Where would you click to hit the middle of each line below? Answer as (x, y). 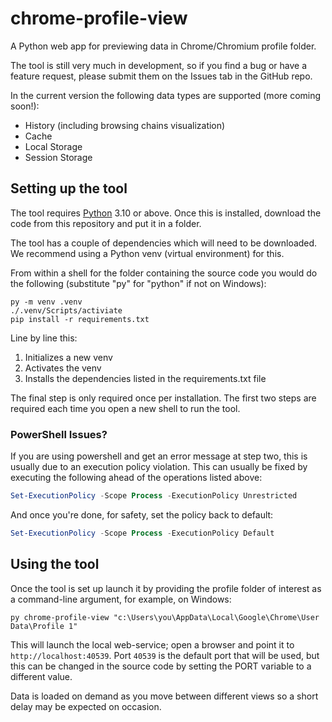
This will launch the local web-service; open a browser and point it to (152, 644)
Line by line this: (44, 338)
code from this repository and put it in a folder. (106, 223)
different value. (41, 676)
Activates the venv (63, 368)
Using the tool (55, 564)
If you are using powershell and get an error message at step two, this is (159, 456)
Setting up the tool (69, 188)
